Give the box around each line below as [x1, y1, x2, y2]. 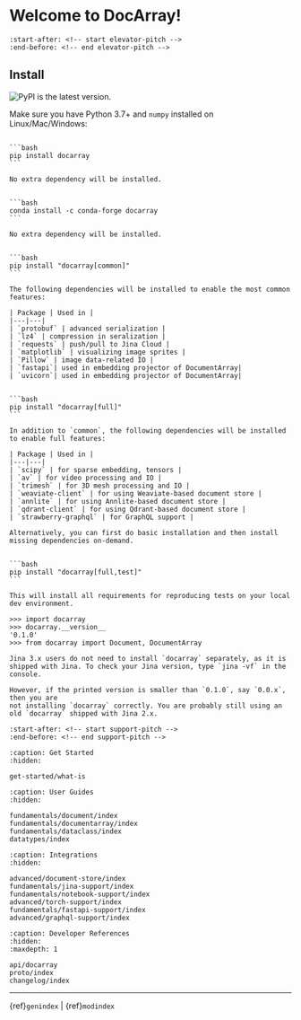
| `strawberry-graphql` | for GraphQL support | [9, 513, 194, 522]
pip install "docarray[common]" [9, 261, 130, 270]
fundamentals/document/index [9, 811, 118, 820]
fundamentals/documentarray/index [9, 819, 139, 828]
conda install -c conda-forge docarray [9, 206, 159, 215]
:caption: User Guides [9, 787, 94, 796]
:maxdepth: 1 [9, 945, 58, 954]
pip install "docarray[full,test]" [9, 567, 142, 576]
